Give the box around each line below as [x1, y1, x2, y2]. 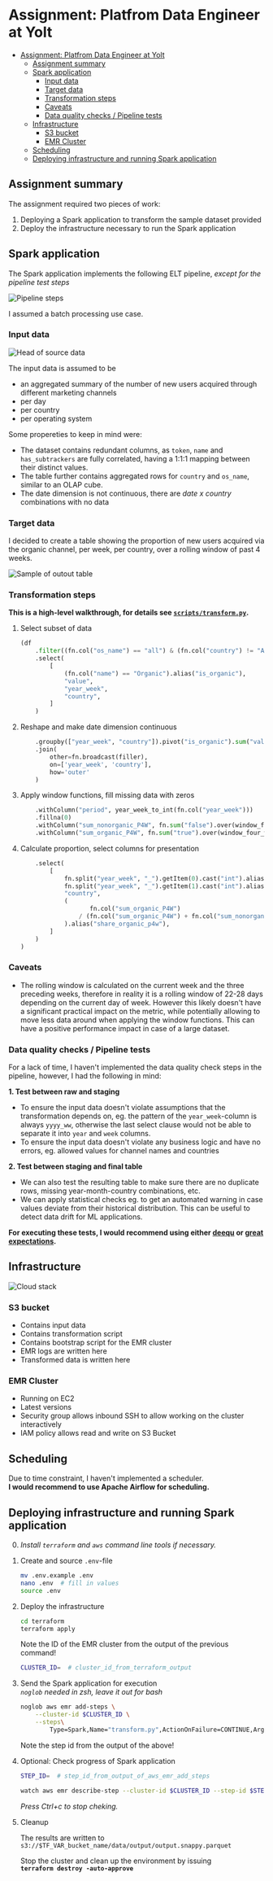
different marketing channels [19, 387, 117, 397]
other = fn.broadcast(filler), [50, 753, 149, 761]
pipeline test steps [8, 277, 70, 287]
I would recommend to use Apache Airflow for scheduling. [8, 1482, 210, 1492]
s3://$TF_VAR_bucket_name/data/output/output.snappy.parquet [19, 1841, 232, 1849]
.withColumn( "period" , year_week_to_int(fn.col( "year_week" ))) [35, 806, 253, 815]
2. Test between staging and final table [8, 1161, 143, 1171]
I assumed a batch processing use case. [8, 308, 144, 318]
